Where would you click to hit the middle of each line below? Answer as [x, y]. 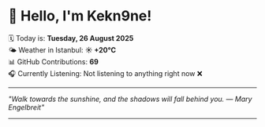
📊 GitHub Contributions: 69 [53, 61]
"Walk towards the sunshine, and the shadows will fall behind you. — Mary [130, 99]
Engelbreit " [26, 107]
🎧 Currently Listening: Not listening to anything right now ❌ [105, 73]
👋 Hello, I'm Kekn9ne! [80, 16]
